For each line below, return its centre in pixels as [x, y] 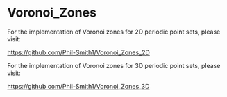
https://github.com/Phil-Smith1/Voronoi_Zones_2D [79, 52]
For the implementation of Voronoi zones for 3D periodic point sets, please [114, 65]
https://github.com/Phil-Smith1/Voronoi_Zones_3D [78, 86]
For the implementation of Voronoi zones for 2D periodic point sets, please [114, 32]
